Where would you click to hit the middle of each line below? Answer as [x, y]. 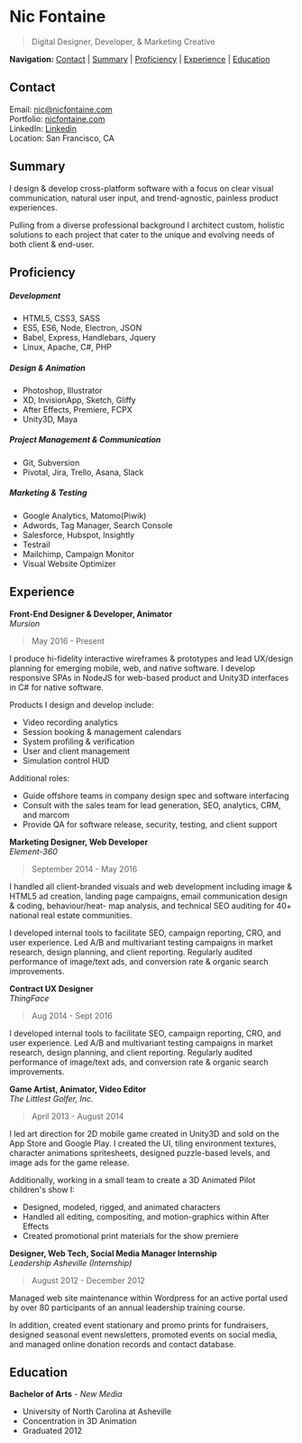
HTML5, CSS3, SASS [61, 318]
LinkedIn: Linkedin [43, 128]
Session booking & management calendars [102, 731]
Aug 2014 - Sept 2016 [72, 1015]
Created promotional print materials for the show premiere [130, 1235]
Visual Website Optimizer [69, 563]
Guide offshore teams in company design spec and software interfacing [156, 796]
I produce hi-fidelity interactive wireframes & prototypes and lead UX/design [151, 658]
